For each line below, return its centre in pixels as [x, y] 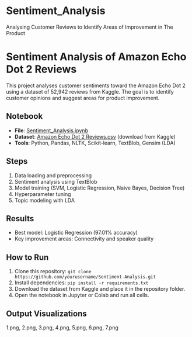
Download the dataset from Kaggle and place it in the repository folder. [100, 289]
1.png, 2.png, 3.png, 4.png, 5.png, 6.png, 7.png [62, 327]
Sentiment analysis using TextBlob [56, 181]
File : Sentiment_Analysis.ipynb [51, 130]
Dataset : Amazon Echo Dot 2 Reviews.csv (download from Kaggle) [95, 136]
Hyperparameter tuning [43, 194]
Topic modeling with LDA [44, 200]
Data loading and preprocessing [53, 175]
